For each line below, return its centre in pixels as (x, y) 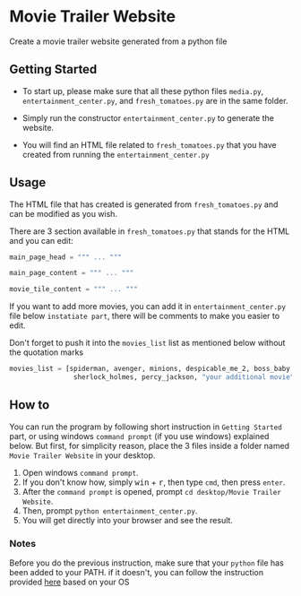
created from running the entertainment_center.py (116, 154)
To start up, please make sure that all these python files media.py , (143, 91)
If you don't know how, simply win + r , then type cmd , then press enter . (154, 482)
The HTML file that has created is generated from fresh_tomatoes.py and (144, 204)
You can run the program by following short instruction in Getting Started (146, 427)
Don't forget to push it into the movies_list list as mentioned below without (147, 343)
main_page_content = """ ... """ (72, 273)
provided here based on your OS (69, 582)
